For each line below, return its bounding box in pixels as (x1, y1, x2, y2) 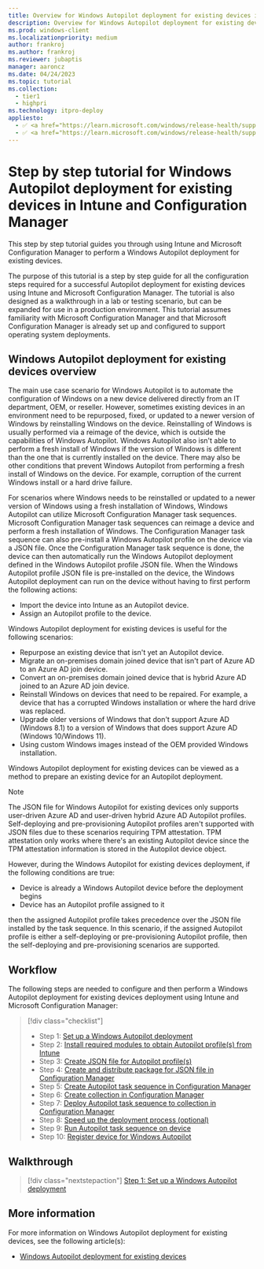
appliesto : (8, 114, 44, 122)
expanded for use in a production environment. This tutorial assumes (8, 304, 232, 314)
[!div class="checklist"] (27, 1016, 104, 1025)
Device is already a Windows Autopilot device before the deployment (19, 884, 244, 893)
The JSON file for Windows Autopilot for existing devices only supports (8, 802, 240, 812)
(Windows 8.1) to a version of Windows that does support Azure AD (19, 723, 238, 733)
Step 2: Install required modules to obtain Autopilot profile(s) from (38, 1040, 252, 1049)
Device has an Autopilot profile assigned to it (19, 900, 165, 910)
